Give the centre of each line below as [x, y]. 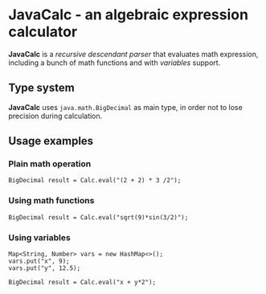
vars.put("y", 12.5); [45, 268]
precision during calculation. [55, 116]
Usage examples [51, 141]
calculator [43, 32]
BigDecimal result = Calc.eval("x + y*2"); [82, 283]
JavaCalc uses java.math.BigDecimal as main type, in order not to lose [125, 107]
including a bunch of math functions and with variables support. [115, 63]
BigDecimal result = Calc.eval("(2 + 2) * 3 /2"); [95, 181]
